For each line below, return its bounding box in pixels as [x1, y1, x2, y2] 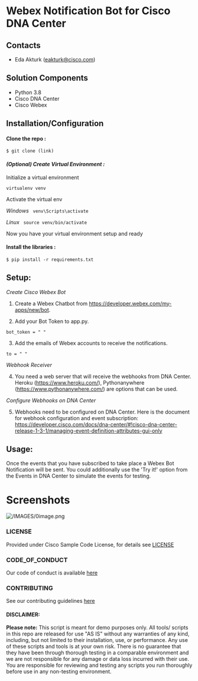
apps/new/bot [14, 306, 49, 313]
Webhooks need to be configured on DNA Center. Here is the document [14, 408, 190, 415]
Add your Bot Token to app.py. [14, 318, 89, 325]
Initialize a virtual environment [6, 173, 79, 181]
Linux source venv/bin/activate [6, 218, 87, 225]
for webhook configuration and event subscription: [14, 414, 139, 421]
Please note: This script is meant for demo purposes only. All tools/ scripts [6, 624, 189, 631]
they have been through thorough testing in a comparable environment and [6, 649, 189, 656]
